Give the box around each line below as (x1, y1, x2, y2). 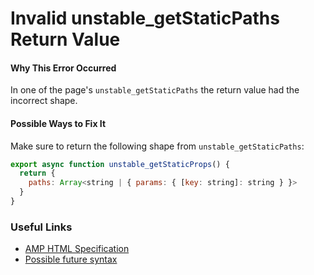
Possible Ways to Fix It (10, 117, 107, 129)
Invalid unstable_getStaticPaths (10, 7, 280, 30)
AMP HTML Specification (24, 243, 130, 255)
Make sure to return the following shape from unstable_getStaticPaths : (10, 140, 305, 152)
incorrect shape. (10, 95, 78, 107)
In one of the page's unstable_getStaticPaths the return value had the (10, 84, 300, 96)
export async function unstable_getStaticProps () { (10, 159, 230, 169)
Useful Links (10, 220, 73, 234)
